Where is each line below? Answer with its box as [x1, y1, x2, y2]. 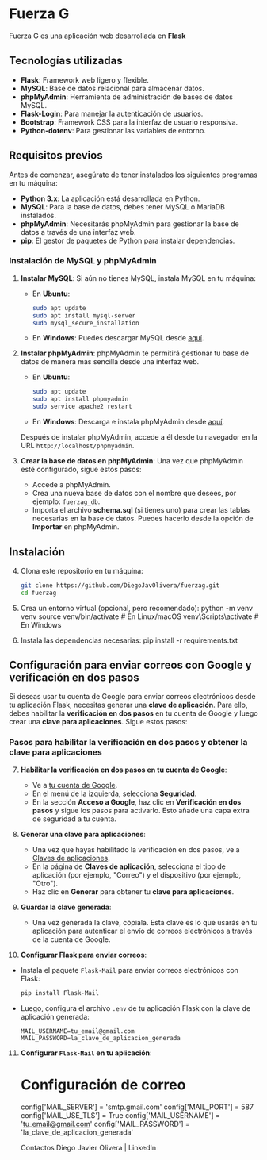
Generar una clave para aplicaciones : [20, 829, 146, 839]
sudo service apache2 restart [32, 402, 133, 411]
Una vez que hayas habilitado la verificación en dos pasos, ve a [32, 844, 240, 854]
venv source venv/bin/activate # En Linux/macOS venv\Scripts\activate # [20, 612, 259, 621]
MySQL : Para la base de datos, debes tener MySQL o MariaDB [20, 202, 225, 211]
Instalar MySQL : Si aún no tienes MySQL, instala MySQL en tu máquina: [20, 273, 256, 282]
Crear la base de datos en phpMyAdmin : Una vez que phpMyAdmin [20, 456, 244, 466]
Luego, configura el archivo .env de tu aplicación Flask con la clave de [20, 1003, 251, 1012]
